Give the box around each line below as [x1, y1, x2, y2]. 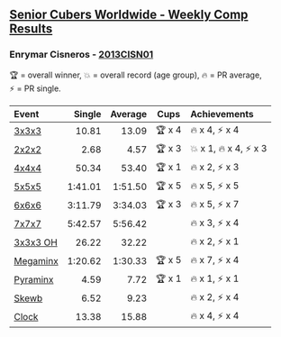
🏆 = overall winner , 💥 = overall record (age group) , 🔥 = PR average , [9, 69, 263, 80]
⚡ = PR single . [9, 83, 61, 94]
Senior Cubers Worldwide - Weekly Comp [9, 7, 249, 23]
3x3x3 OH [14, 236, 59, 249]
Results [9, 22, 53, 37]
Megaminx [14, 255, 59, 268]
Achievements [190, 107, 254, 120]
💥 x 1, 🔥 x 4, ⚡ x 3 [190, 141, 267, 154]
